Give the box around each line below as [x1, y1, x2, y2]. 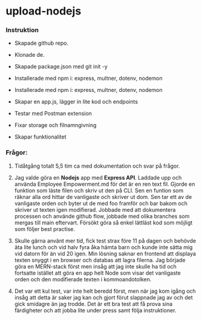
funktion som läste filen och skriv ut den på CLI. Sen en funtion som [14, 186, 184, 194]
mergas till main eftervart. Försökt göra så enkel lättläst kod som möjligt [14, 219, 193, 226]
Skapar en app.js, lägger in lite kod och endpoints [14, 98, 138, 105]
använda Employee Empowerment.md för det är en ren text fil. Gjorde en [14, 180, 195, 188]
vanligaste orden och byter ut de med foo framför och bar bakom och [14, 200, 188, 207]
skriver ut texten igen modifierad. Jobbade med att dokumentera [14, 206, 176, 213]
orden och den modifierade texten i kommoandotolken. [14, 275, 152, 282]
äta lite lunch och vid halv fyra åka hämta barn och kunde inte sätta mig [14, 243, 193, 250]
